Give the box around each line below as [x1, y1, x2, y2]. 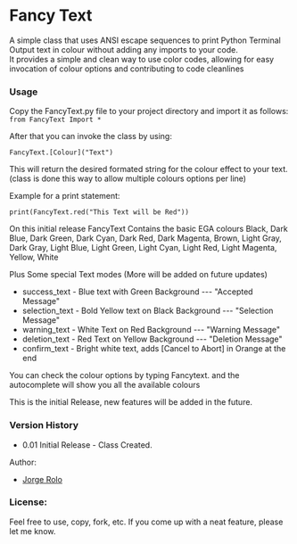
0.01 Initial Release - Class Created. [21, 439, 153, 450]
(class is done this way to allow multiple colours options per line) [9, 173, 247, 184]
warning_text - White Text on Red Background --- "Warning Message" [21, 325, 281, 335]
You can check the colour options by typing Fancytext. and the [9, 370, 240, 381]
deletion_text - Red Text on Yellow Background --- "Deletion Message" [21, 334, 283, 344]
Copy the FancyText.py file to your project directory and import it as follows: [9, 106, 289, 117]
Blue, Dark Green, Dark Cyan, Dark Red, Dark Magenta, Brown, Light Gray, [9, 233, 283, 243]
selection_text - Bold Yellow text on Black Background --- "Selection [21, 305, 274, 317]
